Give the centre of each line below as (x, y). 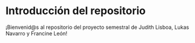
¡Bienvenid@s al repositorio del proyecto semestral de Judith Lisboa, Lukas (97, 27)
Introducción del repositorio (76, 11)
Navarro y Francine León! (36, 33)
